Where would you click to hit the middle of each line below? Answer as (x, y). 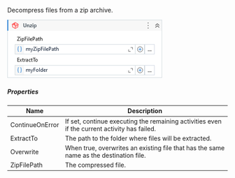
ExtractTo (24, 138)
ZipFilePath (27, 165)
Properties (23, 91)
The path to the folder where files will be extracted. (138, 138)
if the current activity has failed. (111, 128)
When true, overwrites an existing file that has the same (145, 148)
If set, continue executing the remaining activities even (143, 121)
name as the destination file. (106, 156)
